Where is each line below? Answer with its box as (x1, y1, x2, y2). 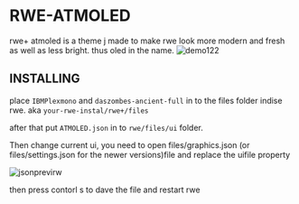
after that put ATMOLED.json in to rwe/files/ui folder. (9, 122, 203, 133)
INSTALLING (9, 71, 80, 87)
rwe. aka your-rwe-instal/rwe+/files (9, 105, 149, 116)
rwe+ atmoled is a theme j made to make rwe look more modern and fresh (9, 35, 285, 46)
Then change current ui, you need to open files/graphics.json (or (9, 139, 250, 150)
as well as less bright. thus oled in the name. (9, 44, 174, 55)
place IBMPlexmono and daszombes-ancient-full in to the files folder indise (9, 95, 283, 106)
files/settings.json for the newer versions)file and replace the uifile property (9, 149, 291, 160)
